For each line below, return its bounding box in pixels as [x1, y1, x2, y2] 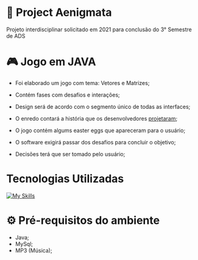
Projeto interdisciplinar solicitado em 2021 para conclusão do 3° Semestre [6, 26, 192, 33]
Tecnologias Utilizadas [6, 172, 124, 186]
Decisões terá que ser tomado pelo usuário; [15, 150, 126, 158]
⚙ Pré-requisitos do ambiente [6, 214, 160, 227]
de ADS [6, 32, 26, 39]
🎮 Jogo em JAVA [6, 55, 96, 69]
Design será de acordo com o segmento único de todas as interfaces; [15, 103, 191, 110]
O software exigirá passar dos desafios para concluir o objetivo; [15, 138, 176, 146]
